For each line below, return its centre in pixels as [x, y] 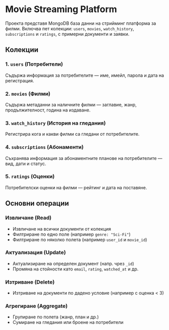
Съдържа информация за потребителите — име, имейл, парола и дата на [85, 75]
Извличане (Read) [29, 218]
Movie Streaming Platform [61, 9]
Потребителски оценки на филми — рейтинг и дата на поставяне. [76, 187]
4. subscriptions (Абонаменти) [45, 147]
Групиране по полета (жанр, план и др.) [56, 317]
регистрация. [20, 80]
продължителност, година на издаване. [48, 110]
